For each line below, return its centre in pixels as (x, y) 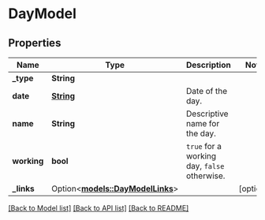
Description (209, 65)
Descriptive (207, 114)
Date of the (207, 91)
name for (203, 123)
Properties (35, 43)
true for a (204, 146)
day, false (205, 166)
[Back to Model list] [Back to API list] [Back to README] (99, 208)
